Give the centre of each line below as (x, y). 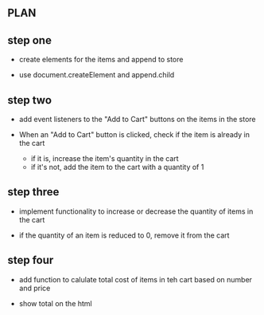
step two (30, 100)
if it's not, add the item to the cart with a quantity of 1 (117, 167)
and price (35, 288)
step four (31, 260)
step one (30, 40)
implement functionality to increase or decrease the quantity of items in (136, 211)
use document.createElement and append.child (97, 75)
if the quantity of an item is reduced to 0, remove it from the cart (124, 235)
